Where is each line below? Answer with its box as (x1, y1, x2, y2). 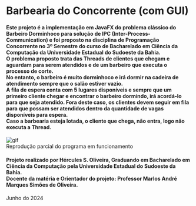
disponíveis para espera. (6, 111, 68, 118)
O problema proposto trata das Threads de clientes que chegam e (6, 55, 170, 62)
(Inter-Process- (111, 30, 151, 37)
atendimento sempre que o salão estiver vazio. (6, 80, 124, 87)
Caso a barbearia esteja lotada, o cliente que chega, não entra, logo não (6, 117, 185, 124)
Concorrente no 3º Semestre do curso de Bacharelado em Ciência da (6, 42, 178, 49)
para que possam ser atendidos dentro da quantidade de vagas (6, 104, 164, 112)
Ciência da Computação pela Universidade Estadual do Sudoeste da (6, 163, 176, 170)
